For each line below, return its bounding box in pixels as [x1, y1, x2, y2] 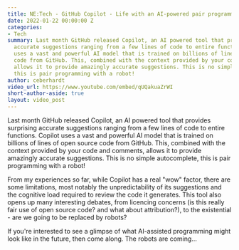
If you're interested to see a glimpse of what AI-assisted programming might [7, 227, 231, 235]
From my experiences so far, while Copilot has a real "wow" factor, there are [7, 175, 231, 184]
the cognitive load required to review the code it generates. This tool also [7, 190, 222, 199]
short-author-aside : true [7, 90, 84, 97]
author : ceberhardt [7, 76, 65, 84]
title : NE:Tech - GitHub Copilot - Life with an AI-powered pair [7, 10, 205, 18]
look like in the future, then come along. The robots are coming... [7, 234, 198, 243]
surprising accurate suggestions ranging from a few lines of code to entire [7, 124, 225, 132]
